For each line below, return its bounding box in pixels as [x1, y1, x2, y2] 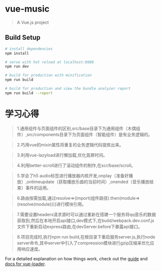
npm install [5, 51, 29, 56]
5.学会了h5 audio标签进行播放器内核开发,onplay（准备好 [16, 173, 129, 178]
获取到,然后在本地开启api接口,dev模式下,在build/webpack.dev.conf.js [16, 217, 155, 223]
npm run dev [5, 64, 29, 69]
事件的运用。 [25, 185, 51, 191]
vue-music [5, 3, 50, 15]
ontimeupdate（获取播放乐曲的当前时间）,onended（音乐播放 [26, 178, 150, 185]
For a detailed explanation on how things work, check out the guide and [5, 255, 148, 261]
